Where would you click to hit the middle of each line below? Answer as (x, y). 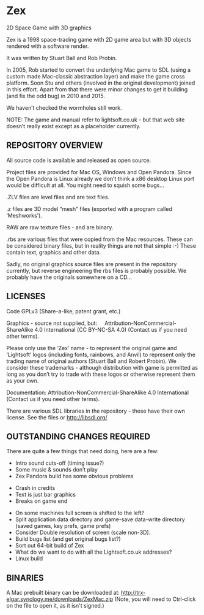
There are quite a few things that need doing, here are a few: (82, 451)
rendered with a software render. (48, 46)
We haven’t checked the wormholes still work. (64, 107)
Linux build (29, 559)
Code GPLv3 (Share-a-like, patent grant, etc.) (64, 311)
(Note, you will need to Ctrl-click (155, 599)
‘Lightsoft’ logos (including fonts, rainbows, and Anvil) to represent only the (101, 354)
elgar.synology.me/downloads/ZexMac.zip (60, 599)
